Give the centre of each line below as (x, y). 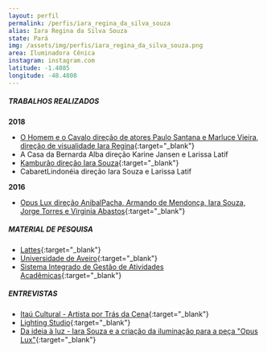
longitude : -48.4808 (43, 76)
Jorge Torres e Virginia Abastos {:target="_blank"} (103, 211)
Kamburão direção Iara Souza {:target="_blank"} (99, 162)
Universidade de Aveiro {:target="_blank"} (89, 258)
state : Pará (28, 38)
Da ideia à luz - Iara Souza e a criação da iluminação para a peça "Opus (139, 331)
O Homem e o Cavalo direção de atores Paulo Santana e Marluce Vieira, (139, 137)
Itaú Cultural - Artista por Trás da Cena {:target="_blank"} (114, 313)
